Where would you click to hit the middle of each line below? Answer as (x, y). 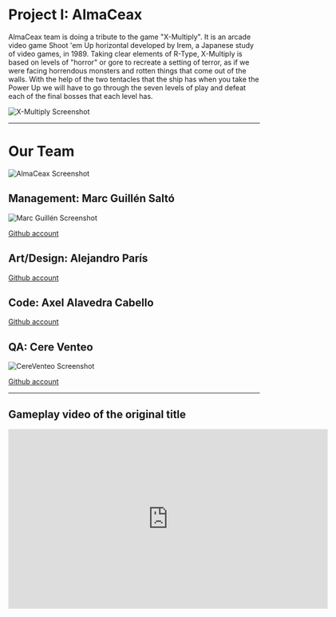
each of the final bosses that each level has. (81, 96)
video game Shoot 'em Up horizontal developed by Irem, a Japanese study (131, 45)
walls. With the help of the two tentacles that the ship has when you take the (134, 79)
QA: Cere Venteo (51, 347)
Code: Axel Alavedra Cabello (81, 302)
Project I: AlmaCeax (75, 15)
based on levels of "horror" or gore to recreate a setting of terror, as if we (129, 62)
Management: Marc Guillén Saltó (92, 198)
